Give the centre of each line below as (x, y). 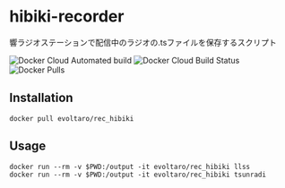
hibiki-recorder (67, 17)
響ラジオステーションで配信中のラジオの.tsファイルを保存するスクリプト (143, 42)
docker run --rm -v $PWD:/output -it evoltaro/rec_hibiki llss (130, 167)
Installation (41, 98)
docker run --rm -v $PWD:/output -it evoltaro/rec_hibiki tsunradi (138, 175)
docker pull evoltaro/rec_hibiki (72, 118)
